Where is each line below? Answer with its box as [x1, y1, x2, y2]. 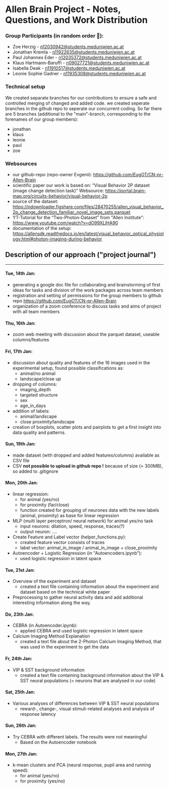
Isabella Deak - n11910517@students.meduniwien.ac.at [12, 65, 126, 71]
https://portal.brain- [105, 188, 146, 194]
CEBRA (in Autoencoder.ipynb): [12, 622, 78, 628]
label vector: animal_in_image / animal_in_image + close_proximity [20, 545, 157, 551]
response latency [20, 711, 56, 717]
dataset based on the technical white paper [20, 589, 110, 595]
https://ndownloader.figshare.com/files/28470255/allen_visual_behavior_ [12, 204, 164, 210]
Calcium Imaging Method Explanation [12, 633, 91, 639]
